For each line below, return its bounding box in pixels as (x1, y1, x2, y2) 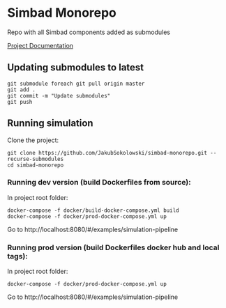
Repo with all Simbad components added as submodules (7, 28, 171, 36)
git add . (7, 86, 36, 93)
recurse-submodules (7, 155, 64, 162)
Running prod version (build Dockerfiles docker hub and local (7, 242, 220, 252)
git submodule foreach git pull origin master (7, 80, 145, 87)
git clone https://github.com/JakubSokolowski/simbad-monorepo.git (7, 149, 208, 156)
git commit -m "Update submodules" (7, 92, 111, 99)
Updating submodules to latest (7, 61, 144, 74)
